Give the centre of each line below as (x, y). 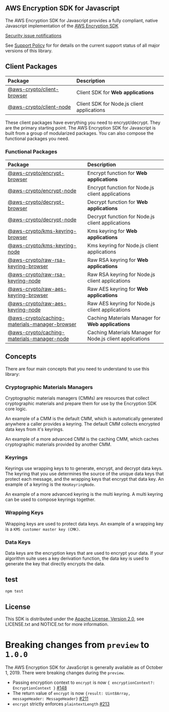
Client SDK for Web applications (115, 92)
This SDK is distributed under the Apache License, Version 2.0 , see (75, 619)
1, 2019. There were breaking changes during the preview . (65, 673)
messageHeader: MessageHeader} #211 (51, 699)
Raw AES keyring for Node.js (121, 303)
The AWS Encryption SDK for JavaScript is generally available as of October (84, 668)
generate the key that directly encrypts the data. (55, 563)
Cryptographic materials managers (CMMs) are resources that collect (77, 398)
